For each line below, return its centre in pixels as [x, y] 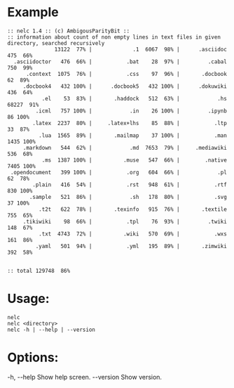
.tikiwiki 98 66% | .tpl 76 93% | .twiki [125, 221]
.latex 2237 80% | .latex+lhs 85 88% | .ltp [130, 123]
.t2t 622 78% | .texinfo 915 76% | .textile [133, 209]
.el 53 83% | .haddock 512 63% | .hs [135, 98]
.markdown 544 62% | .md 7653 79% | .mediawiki [125, 148]
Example [33, 12]
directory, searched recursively [56, 43]
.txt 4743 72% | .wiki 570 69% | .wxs [133, 234]
